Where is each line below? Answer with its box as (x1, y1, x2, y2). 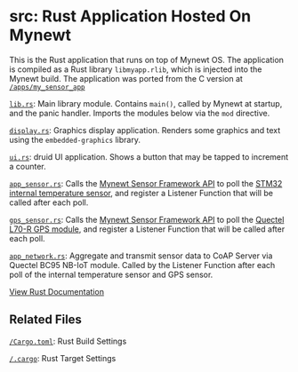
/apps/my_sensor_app (9, 83, 86, 91)
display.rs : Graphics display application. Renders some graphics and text (9, 124, 281, 135)
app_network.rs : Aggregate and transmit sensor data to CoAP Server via (9, 250, 273, 261)
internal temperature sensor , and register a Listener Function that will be (9, 187, 274, 198)
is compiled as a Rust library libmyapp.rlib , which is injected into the (9, 64, 262, 75)
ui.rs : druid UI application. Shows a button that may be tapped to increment (9, 151, 289, 162)
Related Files (9, 313, 83, 328)
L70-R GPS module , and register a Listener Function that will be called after (9, 224, 286, 234)
